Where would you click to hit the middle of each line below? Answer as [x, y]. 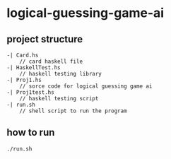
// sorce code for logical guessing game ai [86, 86]
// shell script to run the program [73, 111]
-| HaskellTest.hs [34, 68]
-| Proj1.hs [24, 80]
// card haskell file [51, 61]
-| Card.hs [23, 55]
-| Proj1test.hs [30, 93]
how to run [31, 132]
